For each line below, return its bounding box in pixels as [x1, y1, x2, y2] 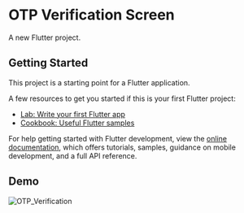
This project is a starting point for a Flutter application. [8, 77, 190, 87]
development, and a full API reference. [8, 150, 137, 160]
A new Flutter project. [8, 33, 81, 42]
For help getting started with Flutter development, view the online [8, 133, 228, 143]
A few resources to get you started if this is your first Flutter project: [8, 93, 236, 103]
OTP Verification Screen [8, 6, 175, 24]
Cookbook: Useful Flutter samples [20, 118, 135, 128]
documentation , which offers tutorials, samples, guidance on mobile [8, 142, 236, 152]
